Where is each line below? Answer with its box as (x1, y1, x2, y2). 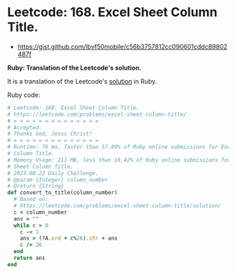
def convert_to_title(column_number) (7, 189, 118, 197)
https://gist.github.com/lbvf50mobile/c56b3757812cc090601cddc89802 (17, 42, 228, 51)
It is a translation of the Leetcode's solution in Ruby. (7, 77, 157, 85)
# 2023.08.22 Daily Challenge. (7, 169, 99, 176)
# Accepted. (7, 124, 42, 131)
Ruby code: (7, 91, 41, 99)
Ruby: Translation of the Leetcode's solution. (7, 63, 142, 72)
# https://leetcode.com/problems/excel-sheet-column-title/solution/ (13, 202, 221, 209)
